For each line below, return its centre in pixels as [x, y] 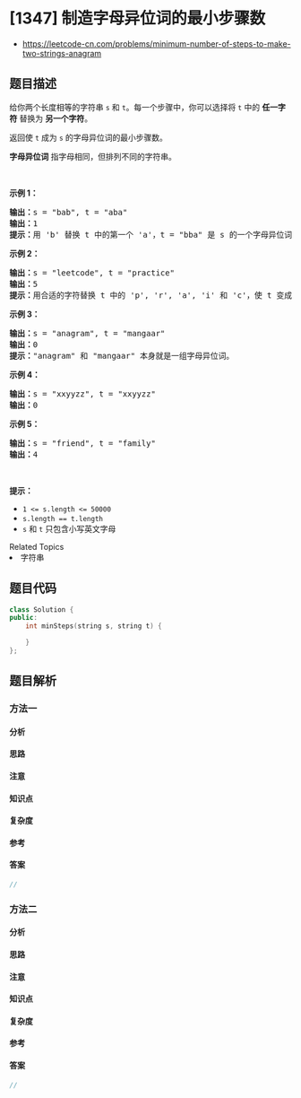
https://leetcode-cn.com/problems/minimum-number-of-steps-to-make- [156, 44]
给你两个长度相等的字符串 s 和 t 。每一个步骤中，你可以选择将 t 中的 [135, 107]
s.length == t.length [62, 518]
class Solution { [42, 610]
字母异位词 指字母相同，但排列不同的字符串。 [93, 156]
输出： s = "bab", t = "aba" [69, 212]
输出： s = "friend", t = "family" [83, 443]
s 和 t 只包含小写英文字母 [69, 528]
